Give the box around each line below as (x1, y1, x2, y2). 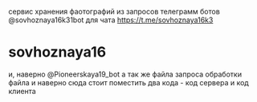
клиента (8, 86, 36, 96)
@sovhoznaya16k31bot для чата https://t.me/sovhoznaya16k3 (8, 15, 214, 25)
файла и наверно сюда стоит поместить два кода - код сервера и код (8, 77, 249, 87)
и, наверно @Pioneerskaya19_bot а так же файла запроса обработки (8, 69, 243, 79)
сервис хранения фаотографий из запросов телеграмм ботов (8, 7, 221, 16)
